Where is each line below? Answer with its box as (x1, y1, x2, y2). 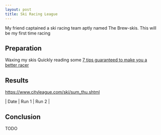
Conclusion (5, 113, 41, 121)
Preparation (5, 44, 42, 52)
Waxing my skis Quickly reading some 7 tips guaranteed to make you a (5, 57, 147, 63)
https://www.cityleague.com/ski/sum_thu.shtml (5, 89, 100, 95)
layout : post (5, 7, 32, 12)
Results (5, 76, 29, 84)
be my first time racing (5, 30, 50, 36)
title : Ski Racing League (5, 12, 58, 17)
